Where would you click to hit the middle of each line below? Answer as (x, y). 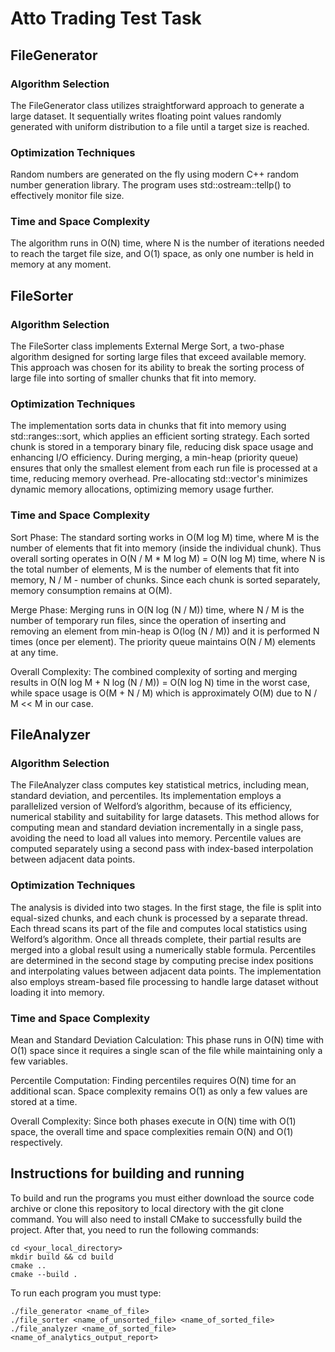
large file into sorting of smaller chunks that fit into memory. (133, 378)
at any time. (34, 652)
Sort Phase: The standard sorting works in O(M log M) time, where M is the (165, 537)
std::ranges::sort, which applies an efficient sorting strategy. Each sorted (160, 436)
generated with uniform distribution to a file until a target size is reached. (160, 126)
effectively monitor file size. (67, 196)
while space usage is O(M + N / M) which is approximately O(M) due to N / (164, 693)
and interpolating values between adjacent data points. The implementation (166, 971)
